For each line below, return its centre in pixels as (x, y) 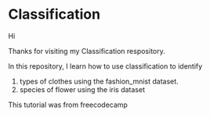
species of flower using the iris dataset (82, 89)
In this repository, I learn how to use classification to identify (105, 66)
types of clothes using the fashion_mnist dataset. (99, 81)
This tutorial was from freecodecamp (68, 105)
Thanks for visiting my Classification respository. (87, 51)
